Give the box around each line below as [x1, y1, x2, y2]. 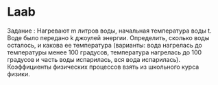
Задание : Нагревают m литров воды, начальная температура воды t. [7, 27, 212, 35]
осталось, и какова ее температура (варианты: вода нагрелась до [7, 41, 202, 49]
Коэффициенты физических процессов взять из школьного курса [7, 63, 199, 71]
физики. [7, 69, 30, 78]
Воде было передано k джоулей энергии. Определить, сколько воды [7, 33, 210, 41]
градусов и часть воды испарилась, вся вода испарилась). [7, 55, 180, 63]
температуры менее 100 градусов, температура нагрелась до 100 [7, 48, 202, 56]
